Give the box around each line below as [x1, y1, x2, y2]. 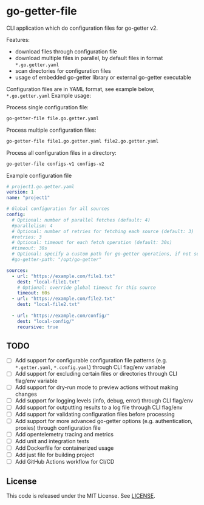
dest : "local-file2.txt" [17, 302, 80, 308]
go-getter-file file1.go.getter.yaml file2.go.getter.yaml [6, 138, 159, 144]
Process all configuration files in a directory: [6, 149, 117, 156]
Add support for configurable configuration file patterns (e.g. [15, 357, 168, 364]
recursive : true [17, 324, 59, 330]
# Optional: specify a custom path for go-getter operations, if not [12, 251, 191, 257]
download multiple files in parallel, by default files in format [15, 54, 163, 61]
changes [15, 390, 38, 398]
